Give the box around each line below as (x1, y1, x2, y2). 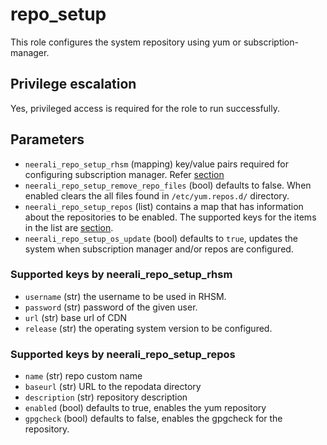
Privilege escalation (10, 76, 137, 93)
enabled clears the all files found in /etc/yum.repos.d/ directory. (24, 189, 290, 202)
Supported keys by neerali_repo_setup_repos (10, 347, 236, 361)
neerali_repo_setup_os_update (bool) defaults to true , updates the (24, 232, 298, 244)
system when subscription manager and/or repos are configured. (24, 243, 294, 255)
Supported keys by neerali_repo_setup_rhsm (10, 268, 233, 282)
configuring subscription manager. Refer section (24, 168, 225, 180)
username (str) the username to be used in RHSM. (24, 290, 227, 302)
